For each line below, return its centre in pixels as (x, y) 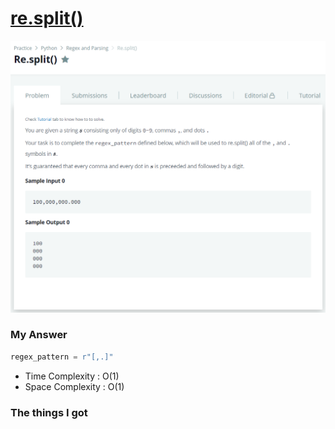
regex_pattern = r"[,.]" (62, 357)
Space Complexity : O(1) (74, 386)
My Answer (39, 335)
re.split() (47, 18)
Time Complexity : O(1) (72, 376)
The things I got (49, 412)
